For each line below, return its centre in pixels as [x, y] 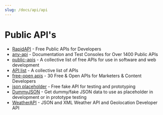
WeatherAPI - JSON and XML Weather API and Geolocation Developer [85, 102]
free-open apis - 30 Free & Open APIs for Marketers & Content [77, 76]
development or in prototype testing [49, 97]
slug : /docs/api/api [26, 10]
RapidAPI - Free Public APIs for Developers [57, 49]
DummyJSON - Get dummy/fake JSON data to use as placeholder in [83, 92]
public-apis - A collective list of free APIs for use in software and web [84, 60]
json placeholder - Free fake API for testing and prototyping [74, 86]
